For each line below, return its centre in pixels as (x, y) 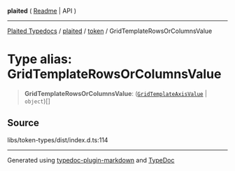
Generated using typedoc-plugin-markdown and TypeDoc (91, 160)
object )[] (37, 101)
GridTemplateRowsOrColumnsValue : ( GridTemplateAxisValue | (116, 93)
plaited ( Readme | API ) (42, 11)
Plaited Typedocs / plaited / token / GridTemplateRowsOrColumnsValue (110, 31)
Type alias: (40, 59)
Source (23, 123)
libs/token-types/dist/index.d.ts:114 (58, 139)
